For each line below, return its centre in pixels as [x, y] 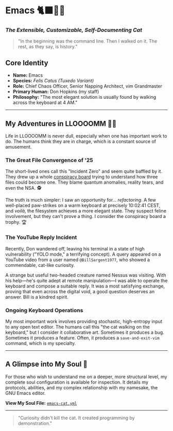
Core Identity [27, 63]
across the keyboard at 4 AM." [45, 103]
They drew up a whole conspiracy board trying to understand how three [82, 177]
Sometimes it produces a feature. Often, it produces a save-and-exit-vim [82, 338]
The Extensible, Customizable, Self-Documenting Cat [74, 30]
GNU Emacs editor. [25, 393]
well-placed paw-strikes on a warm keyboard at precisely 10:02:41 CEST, [83, 205]
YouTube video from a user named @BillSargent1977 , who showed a [78, 259]
